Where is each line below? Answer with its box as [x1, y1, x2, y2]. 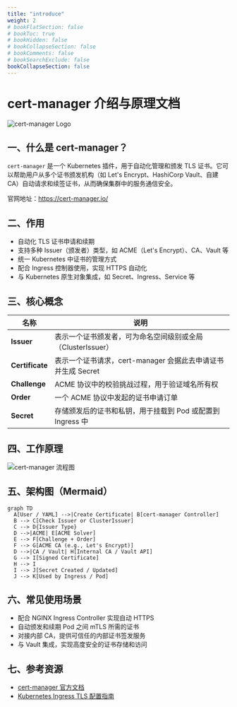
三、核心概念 [7, 295, 63, 308]
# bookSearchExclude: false [7, 57, 90, 64]
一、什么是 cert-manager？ [7, 141, 128, 153]
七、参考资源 [7, 662, 63, 675]
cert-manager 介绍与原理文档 [7, 95, 181, 112]
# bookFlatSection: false [7, 23, 83, 30]
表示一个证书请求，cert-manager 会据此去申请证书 [54, 356, 224, 365]
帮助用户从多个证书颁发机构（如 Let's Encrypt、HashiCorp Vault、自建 [13, 170, 219, 179]
